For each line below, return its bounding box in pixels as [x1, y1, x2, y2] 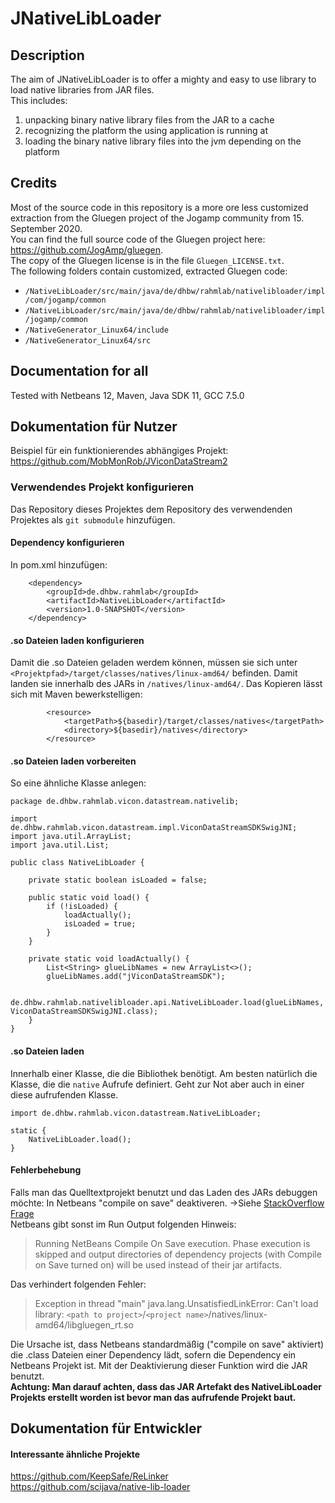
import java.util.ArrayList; [10, 832, 132, 842]
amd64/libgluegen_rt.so [34, 1318, 134, 1331]
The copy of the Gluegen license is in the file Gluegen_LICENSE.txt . [10, 254, 285, 266]
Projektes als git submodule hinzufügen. [10, 513, 176, 526]
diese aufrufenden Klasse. [10, 1088, 119, 1101]
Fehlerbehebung [10, 1164, 82, 1176]
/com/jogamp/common [24, 295, 107, 305]
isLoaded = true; [63, 919, 137, 929]
